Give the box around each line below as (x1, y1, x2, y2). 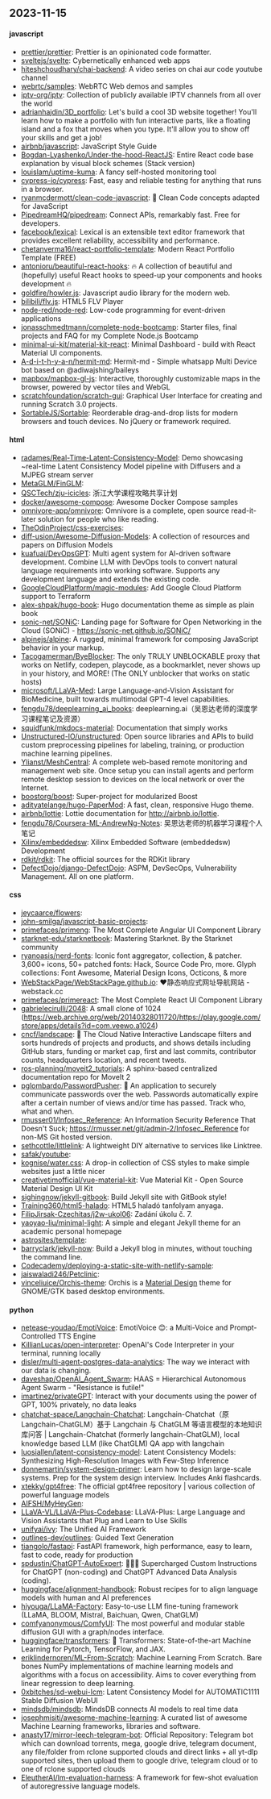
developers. (20, 218, 61, 228)
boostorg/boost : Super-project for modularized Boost (20, 791, 198, 801)
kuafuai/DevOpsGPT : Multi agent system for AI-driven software (20, 548, 232, 558)
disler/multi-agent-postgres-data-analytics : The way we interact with (20, 1357, 250, 1367)
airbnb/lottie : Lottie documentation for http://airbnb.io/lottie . (20, 808, 220, 818)
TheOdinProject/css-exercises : (20, 523, 124, 532)
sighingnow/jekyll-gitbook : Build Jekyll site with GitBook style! (20, 1193, 228, 1201)
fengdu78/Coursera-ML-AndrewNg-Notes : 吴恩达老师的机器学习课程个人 (20, 818, 263, 827)
